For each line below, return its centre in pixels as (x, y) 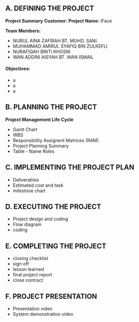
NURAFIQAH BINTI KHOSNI (41, 51)
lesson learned (28, 269)
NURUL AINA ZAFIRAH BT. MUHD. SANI (55, 41)
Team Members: (23, 31)
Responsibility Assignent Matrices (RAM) (56, 140)
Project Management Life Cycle (39, 119)
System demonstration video (43, 314)
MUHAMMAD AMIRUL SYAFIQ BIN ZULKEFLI (60, 46)
